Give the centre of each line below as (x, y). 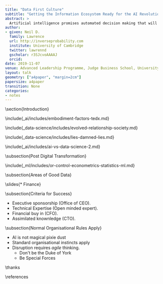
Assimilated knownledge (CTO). (44, 218)
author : (13, 28)
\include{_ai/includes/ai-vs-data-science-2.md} (53, 147)
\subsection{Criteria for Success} (39, 194)
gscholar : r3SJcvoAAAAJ (33, 55)
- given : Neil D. (23, 32)
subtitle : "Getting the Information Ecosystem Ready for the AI (71, 14)
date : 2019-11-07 (23, 64)
